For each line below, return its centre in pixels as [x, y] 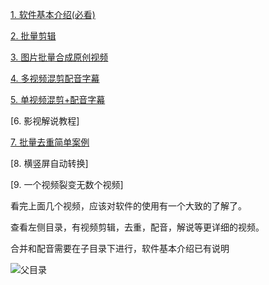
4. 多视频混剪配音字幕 [55, 78]
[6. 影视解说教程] [45, 121]
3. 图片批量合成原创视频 [59, 57]
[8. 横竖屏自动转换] [49, 163]
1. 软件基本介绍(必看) [53, 14]
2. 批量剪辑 [33, 36]
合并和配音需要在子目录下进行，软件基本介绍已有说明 [120, 248]
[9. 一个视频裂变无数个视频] [67, 184]
